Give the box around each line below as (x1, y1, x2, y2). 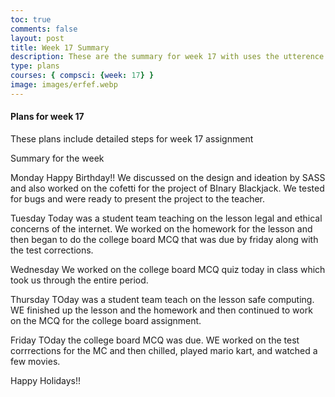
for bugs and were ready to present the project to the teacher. (10, 192, 266, 205)
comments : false (10, 24, 78, 34)
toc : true (10, 14, 52, 25)
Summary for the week (10, 152, 105, 164)
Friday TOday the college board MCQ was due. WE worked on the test (10, 334, 300, 346)
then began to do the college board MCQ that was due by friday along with (10, 233, 319, 245)
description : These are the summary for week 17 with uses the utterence (10, 52, 325, 62)
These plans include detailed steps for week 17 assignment (10, 132, 254, 145)
